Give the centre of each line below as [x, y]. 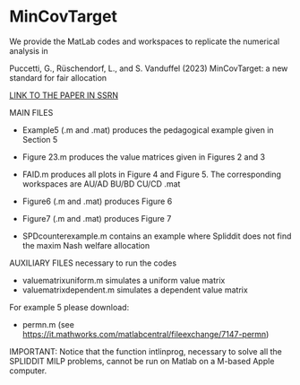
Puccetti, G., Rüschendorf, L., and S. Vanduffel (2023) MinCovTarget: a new [149, 68]
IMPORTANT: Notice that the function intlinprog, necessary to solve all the [146, 351]
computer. [28, 371]
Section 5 [40, 139]
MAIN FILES [31, 112]
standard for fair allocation [58, 77]
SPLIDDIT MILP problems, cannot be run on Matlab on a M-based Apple [142, 361]
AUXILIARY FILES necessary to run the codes [93, 263]
